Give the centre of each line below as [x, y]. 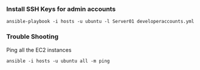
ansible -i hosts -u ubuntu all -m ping [58, 61]
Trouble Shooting [33, 37]
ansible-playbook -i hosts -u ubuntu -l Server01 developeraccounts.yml [100, 22]
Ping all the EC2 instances [39, 49]
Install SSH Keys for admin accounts [61, 9]
